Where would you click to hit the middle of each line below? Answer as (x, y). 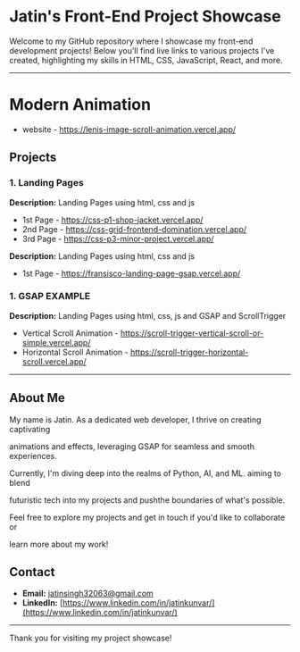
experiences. (33, 456)
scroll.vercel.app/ (54, 361)
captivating (30, 429)
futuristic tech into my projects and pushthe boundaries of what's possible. (147, 500)
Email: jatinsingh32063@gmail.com (87, 593)
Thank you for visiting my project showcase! (91, 638)
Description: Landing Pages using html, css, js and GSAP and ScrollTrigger (148, 315)
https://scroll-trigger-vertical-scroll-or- (192, 333)
